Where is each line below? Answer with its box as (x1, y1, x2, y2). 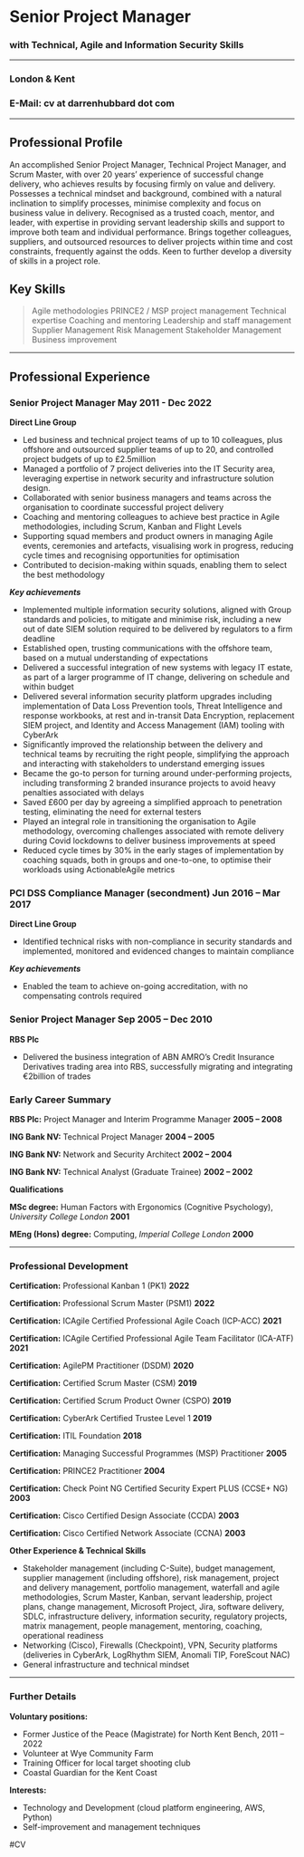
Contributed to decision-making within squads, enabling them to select (22, 560, 288, 571)
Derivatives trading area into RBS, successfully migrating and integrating (22, 1061, 293, 1072)
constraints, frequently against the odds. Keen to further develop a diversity (9, 245, 292, 256)
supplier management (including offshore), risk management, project (22, 1573, 280, 1583)
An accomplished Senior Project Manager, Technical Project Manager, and (9, 159, 287, 169)
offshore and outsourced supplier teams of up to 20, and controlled (22, 444, 274, 455)
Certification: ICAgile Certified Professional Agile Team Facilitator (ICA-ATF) (9, 1333, 294, 1344)
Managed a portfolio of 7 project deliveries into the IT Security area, (22, 464, 276, 475)
